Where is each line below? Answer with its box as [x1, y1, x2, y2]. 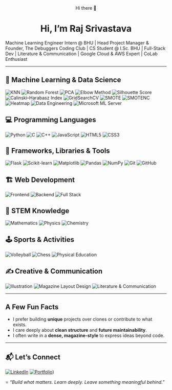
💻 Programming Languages [5, 116, 96, 124]
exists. [12, 322, 27, 328]
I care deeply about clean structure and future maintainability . [12, 327, 147, 333]
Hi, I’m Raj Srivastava [40, 23, 132, 35]
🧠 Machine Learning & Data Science [5, 76, 121, 84]
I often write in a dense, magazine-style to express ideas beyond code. [12, 332, 165, 339]
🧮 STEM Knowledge [5, 207, 70, 215]
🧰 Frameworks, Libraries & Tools [5, 146, 110, 155]
